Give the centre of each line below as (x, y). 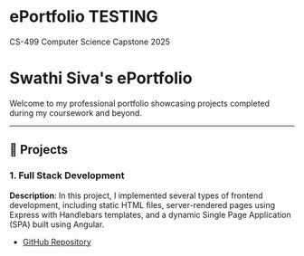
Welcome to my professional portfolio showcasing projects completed (139, 103)
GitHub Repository (57, 242)
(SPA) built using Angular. (57, 224)
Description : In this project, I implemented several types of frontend (137, 195)
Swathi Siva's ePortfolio (101, 78)
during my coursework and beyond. (76, 113)
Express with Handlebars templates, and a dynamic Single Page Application (150, 214)
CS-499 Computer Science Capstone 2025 (90, 42)
